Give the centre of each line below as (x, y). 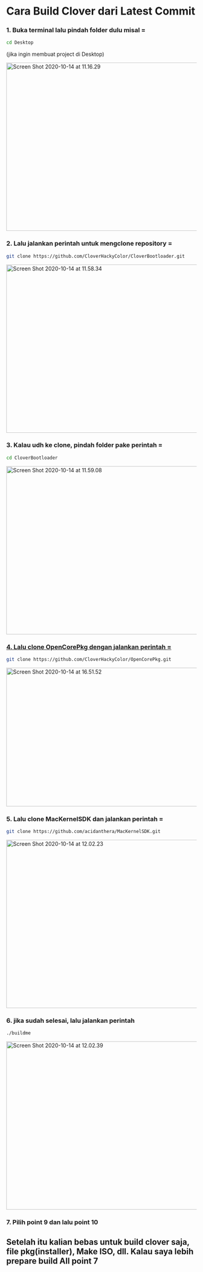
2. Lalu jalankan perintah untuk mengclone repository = (89, 244)
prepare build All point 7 (52, 1261)
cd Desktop (20, 43)
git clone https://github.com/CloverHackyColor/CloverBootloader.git (96, 256)
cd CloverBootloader (32, 458)
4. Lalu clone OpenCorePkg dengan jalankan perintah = (89, 647)
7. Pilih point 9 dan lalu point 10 (52, 1222)
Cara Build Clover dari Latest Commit (101, 11)
